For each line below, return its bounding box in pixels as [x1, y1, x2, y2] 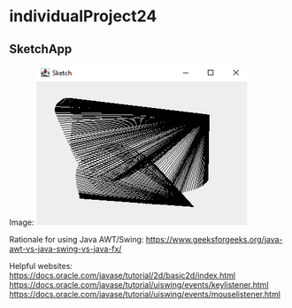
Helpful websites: [9, 261, 73, 271]
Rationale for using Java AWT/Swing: [9, 235, 144, 244]
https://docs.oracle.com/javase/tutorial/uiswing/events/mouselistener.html [9, 289, 281, 299]
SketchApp [9, 42, 73, 57]
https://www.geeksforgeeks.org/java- [145, 235, 283, 244]
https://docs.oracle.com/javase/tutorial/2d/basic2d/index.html [9, 270, 236, 281]
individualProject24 [9, 6, 158, 27]
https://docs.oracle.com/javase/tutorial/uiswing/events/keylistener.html [9, 280, 269, 289]
